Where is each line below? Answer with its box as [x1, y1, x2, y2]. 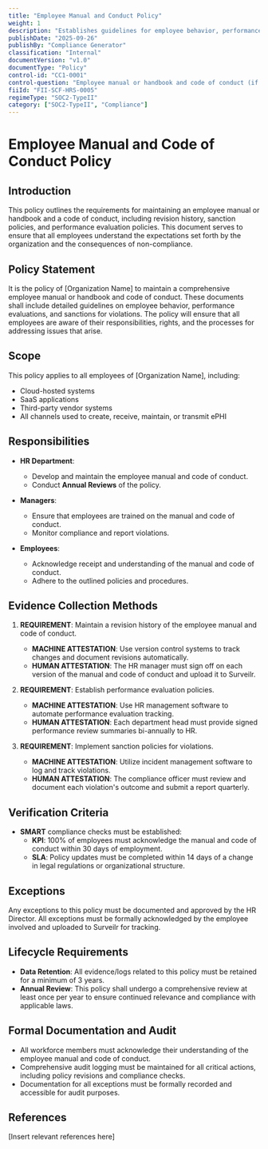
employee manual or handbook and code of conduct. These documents [8, 292, 244, 301]
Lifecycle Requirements [8, 945, 129, 959]
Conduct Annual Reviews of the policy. [31, 480, 162, 489]
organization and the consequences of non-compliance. [8, 239, 193, 249]
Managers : [19, 495, 57, 505]
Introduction [8, 184, 72, 197]
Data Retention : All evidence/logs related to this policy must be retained [19, 967, 258, 976]
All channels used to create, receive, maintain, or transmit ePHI [19, 411, 227, 421]
